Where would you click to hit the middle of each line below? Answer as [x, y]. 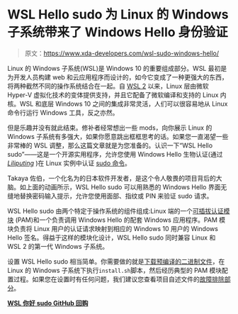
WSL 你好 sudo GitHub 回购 [48, 303]
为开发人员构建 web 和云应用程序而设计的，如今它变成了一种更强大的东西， [118, 77]
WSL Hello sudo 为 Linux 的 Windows [118, 15]
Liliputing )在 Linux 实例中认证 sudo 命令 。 [69, 163]
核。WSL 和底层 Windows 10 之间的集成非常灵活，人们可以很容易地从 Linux [118, 103]
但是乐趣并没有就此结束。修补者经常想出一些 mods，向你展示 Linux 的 [110, 128]
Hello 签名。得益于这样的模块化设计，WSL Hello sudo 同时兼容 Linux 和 [112, 237]
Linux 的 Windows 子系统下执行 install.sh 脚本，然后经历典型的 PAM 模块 [115, 270]
